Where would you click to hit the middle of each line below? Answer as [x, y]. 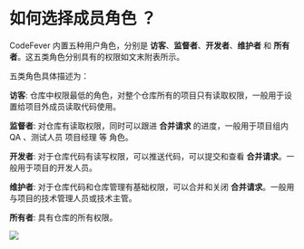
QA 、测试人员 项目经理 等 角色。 [71, 137]
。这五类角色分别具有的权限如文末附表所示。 [101, 56]
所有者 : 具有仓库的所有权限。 [64, 217]
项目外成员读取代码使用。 [73, 106]
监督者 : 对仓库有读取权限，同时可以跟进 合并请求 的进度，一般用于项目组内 [149, 125]
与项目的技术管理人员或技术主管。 [73, 198]
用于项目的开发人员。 [57, 168]
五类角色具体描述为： [49, 76]
